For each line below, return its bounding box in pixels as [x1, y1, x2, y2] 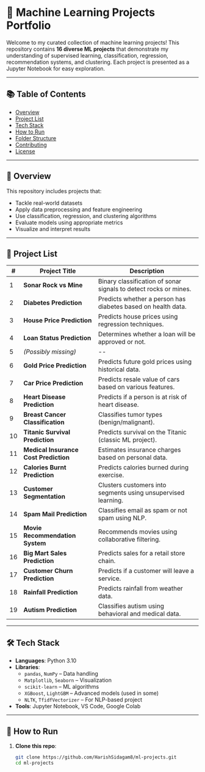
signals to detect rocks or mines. [98, 285, 192, 293]
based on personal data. [98, 453, 168, 462]
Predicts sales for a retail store [98, 549, 185, 558]
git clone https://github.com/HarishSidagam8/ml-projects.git [15, 754, 177, 760]
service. [98, 574, 121, 583]
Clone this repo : [15, 743, 57, 749]
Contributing [15, 141, 47, 148]
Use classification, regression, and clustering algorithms [15, 212, 157, 219]
